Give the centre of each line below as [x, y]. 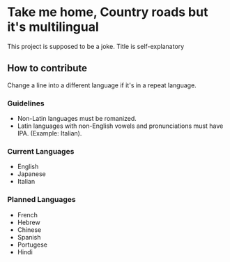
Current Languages [41, 151]
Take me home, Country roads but [108, 12]
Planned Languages [42, 200]
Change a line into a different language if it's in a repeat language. [102, 85]
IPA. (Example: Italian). [49, 133]
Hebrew [29, 222]
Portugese [32, 245]
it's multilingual [53, 27]
